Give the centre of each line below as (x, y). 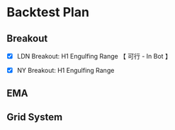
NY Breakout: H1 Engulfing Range (66, 71)
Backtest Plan (48, 12)
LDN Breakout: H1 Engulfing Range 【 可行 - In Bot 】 (94, 56)
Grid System (35, 117)
